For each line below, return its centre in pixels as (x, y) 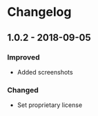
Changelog (39, 12)
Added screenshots (45, 72)
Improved (23, 57)
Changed (23, 90)
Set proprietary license (50, 105)
